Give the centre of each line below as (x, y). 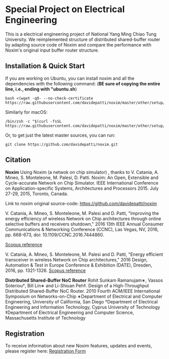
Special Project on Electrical (65, 9)
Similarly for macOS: (26, 112)
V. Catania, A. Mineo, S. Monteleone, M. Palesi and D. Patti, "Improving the (82, 213)
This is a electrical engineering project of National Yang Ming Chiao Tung (81, 34)
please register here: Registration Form (46, 351)
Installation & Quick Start (45, 66)
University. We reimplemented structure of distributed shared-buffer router (83, 39)
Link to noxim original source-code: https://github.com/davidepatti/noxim (81, 203)
